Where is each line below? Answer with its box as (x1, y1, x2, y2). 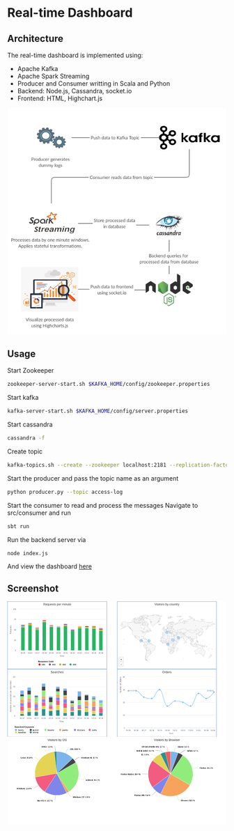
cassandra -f (7, 435, 45, 442)
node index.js (7, 550, 49, 557)
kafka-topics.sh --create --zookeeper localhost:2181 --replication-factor (7, 461, 232, 468)
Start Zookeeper (7, 366, 54, 375)
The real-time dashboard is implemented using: (7, 51, 143, 59)
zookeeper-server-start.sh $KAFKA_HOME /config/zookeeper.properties (7, 381, 210, 388)
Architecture (7, 33, 64, 45)
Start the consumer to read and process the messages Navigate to (7, 501, 198, 509)
